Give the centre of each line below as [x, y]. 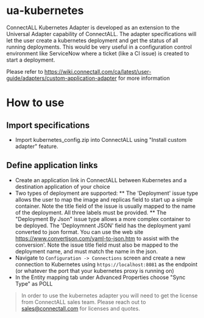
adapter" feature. [37, 146]
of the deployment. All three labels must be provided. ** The [91, 212]
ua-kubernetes [45, 11]
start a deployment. [31, 60]
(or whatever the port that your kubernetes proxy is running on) [95, 270]
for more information [144, 78]
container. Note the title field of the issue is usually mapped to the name [105, 206]
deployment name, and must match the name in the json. [86, 251]
